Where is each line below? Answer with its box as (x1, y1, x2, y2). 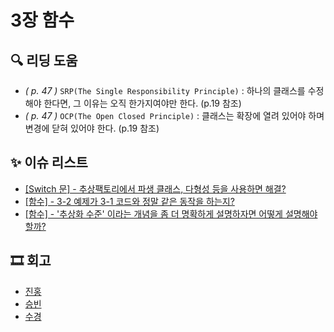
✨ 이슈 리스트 (10, 154, 88, 171)
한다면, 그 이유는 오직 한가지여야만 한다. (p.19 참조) (43, 97, 242, 109)
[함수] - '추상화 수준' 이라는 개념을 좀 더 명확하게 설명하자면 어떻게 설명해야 (24, 207, 318, 220)
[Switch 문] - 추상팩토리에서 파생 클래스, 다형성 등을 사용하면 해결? (24, 182, 287, 195)
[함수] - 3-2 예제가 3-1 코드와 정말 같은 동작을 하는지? (24, 195, 235, 207)
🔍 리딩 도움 (10, 52, 78, 69)
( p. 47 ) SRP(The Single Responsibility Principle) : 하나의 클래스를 (24, 85, 306, 96)
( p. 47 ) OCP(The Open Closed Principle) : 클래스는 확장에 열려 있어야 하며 (24, 110, 325, 121)
